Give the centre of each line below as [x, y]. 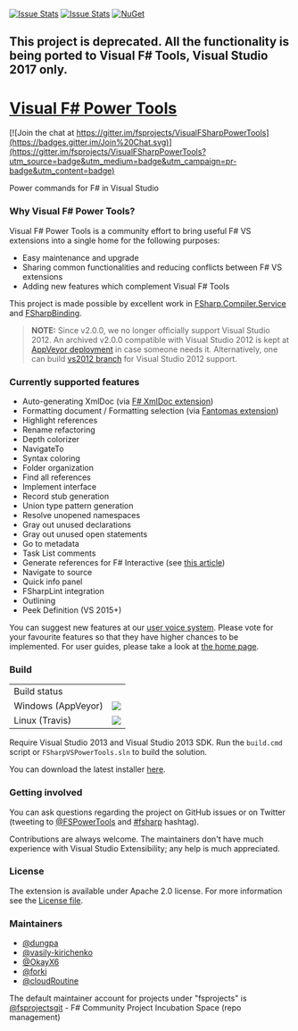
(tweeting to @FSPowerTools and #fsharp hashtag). [104, 821]
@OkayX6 [41, 962]
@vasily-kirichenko [58, 952]
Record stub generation [66, 496]
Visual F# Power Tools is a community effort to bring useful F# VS [130, 231]
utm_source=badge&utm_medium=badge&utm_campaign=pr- [123, 162]
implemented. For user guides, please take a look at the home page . [134, 646]
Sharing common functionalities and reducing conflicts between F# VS [152, 267]
